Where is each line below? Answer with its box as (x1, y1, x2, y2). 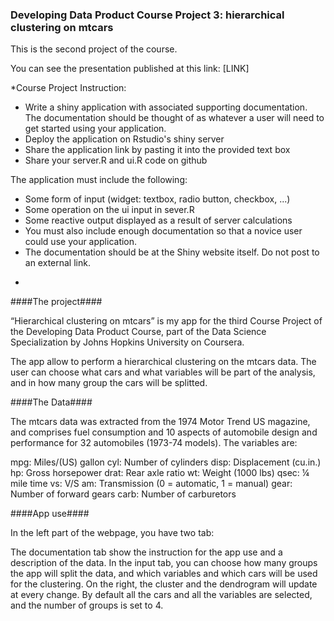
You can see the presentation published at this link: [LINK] (10, 63, 250, 75)
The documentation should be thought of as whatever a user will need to (24, 112, 325, 124)
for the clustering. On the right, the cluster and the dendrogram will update (10, 578, 318, 590)
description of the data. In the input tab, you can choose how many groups (10, 557, 318, 569)
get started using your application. (24, 123, 167, 135)
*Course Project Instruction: (10, 82, 127, 94)
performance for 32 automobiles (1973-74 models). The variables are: (10, 437, 298, 449)
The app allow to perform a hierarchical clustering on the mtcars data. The (10, 356, 317, 368)
